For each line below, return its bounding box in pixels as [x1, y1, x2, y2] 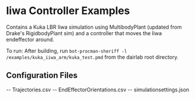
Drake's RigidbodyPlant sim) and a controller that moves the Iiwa [6, 29, 162, 36]
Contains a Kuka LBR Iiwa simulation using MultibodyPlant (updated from [6, 23, 182, 30]
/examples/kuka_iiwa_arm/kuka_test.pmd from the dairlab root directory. [6, 53, 179, 60]
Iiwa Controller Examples [6, 4, 131, 18]
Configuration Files [6, 70, 78, 80]
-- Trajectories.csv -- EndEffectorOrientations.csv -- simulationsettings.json [6, 86, 189, 93]
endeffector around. [6, 36, 54, 43]
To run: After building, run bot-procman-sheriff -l [6, 47, 127, 54]
